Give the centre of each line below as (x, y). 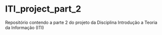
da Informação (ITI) (25, 27)
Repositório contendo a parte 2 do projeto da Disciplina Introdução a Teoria (81, 22)
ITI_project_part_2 (43, 9)
